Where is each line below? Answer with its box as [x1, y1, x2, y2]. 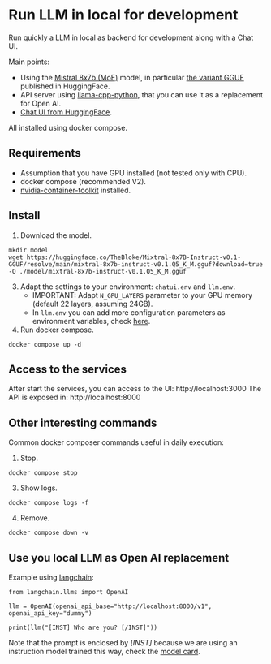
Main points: [8, 57, 50, 67]
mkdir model [8, 246, 49, 254]
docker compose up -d [8, 340, 82, 348]
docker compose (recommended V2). [19, 176, 146, 186]
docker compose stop [8, 469, 79, 477]
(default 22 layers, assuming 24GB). [32, 299, 153, 308]
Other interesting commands [8, 416, 157, 429]
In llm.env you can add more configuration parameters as [32, 307, 226, 317]
